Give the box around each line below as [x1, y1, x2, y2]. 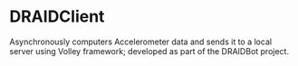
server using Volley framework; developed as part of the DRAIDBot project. [9, 45, 290, 56]
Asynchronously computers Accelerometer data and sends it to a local [9, 36, 273, 47]
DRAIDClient [9, 6, 105, 27]
